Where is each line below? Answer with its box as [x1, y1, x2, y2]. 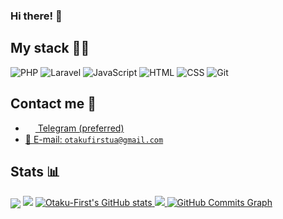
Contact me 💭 [10, 95, 97, 113]
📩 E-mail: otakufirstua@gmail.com [24, 133, 164, 145]
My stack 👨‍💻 [10, 40, 90, 57]
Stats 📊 [10, 164, 61, 181]
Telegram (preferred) [37, 122, 125, 134]
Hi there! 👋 [10, 9, 63, 23]
